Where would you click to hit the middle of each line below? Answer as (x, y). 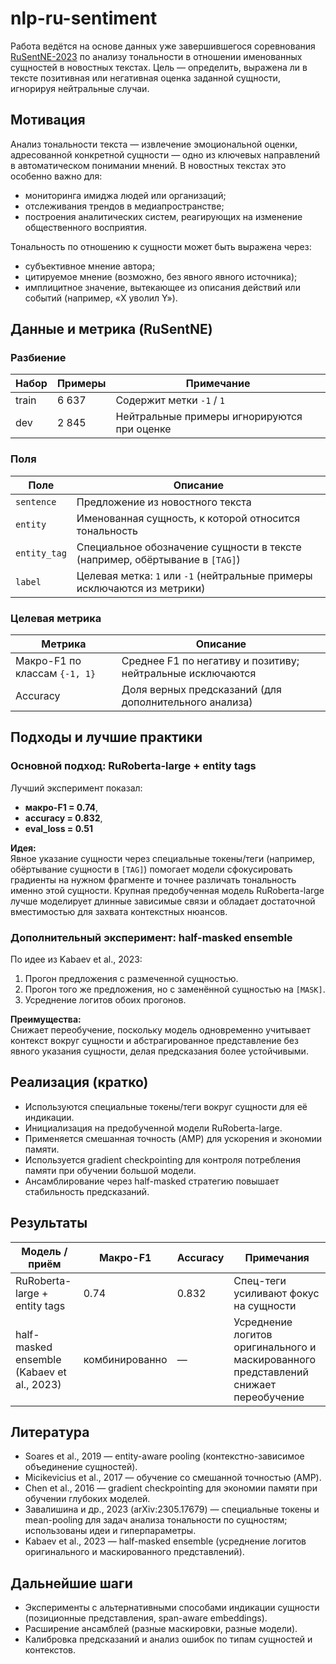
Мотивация (48, 120)
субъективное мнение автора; (90, 266)
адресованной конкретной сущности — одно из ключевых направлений (165, 154)
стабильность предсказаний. (87, 1191)
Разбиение (38, 358)
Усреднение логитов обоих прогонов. (105, 1000)
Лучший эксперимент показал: (76, 788)
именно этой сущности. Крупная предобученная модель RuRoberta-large (167, 890)
